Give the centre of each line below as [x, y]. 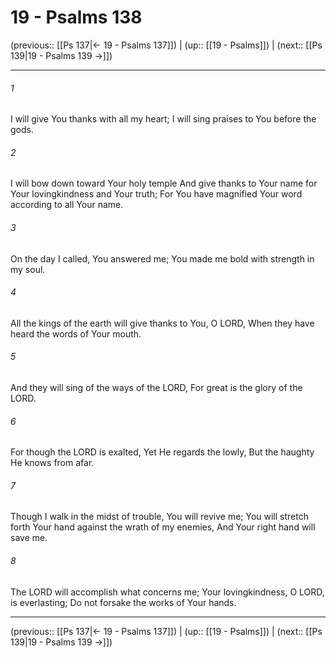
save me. [29, 538]
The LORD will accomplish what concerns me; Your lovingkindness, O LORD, [167, 592]
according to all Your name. [67, 205]
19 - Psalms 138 [76, 17]
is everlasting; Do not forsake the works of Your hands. [123, 602]
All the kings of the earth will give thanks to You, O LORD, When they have [162, 323]
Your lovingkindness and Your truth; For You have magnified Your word [156, 194]
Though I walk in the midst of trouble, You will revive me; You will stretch [159, 517]
